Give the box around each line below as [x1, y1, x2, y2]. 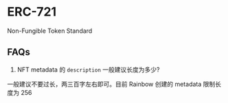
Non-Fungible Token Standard [7, 27, 93, 35]
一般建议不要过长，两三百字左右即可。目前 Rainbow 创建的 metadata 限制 [7, 80, 216, 88]
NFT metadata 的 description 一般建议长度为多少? [16, 65, 160, 74]
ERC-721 [7, 4, 57, 20]
